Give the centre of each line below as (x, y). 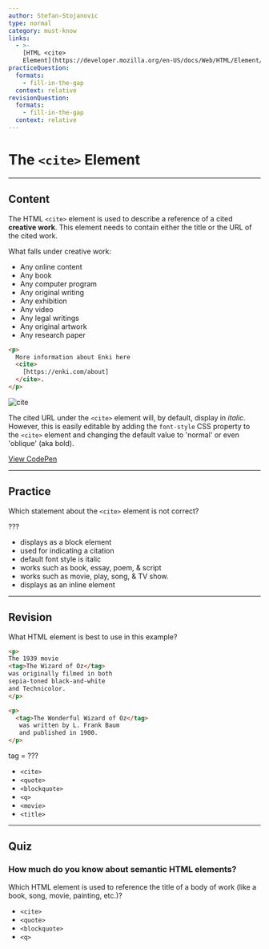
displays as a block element (66, 541)
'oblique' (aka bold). (41, 443)
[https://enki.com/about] (66, 372)
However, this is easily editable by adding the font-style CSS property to (129, 426)
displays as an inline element (68, 584)
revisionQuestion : (39, 98)
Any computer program (58, 284)
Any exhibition (44, 301)
